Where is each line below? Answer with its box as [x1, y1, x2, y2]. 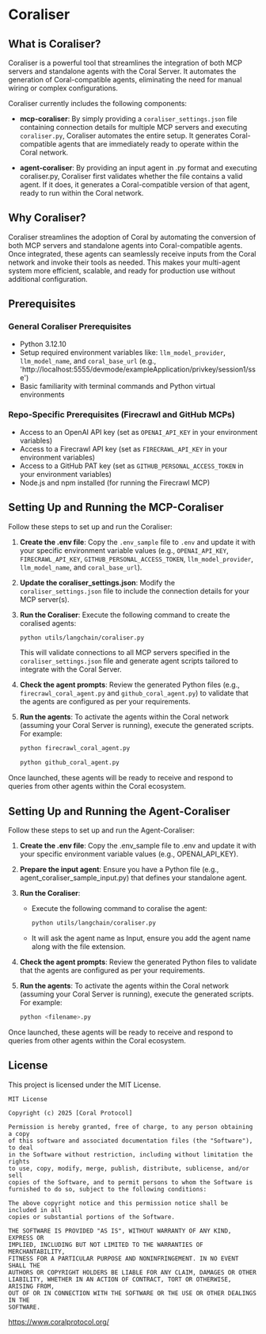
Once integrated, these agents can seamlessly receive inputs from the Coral [8, 249, 256, 258]
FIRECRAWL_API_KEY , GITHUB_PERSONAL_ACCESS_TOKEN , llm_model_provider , [19, 554, 253, 563]
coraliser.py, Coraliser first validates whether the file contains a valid [19, 172, 243, 181]
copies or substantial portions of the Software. [8, 1213, 176, 1221]
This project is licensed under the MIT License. [8, 1080, 161, 1089]
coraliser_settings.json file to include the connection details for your [19, 586, 250, 596]
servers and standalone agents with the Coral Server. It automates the [8, 67, 237, 76]
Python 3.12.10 [19, 339, 67, 349]
